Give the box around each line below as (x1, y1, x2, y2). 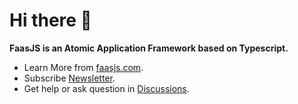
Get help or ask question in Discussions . (23, 82, 190, 94)
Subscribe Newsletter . (23, 72, 116, 84)
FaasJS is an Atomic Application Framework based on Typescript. (9, 42, 289, 54)
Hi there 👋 (9, 9, 92, 32)
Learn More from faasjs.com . (23, 61, 144, 73)
